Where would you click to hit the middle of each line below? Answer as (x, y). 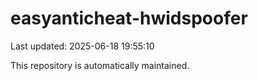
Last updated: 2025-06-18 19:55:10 (82, 46)
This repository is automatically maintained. (100, 65)
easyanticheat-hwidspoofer (129, 18)
